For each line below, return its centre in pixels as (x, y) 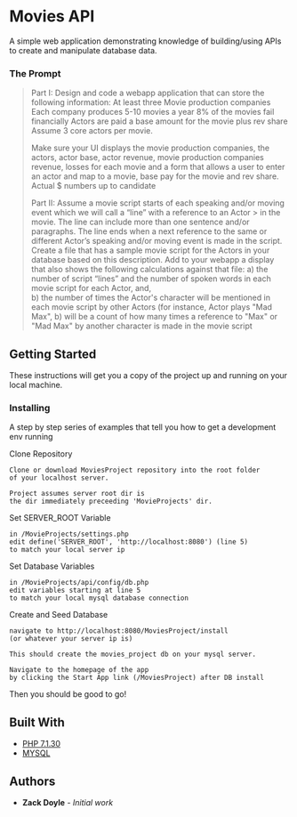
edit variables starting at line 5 (75, 591)
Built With (37, 722)
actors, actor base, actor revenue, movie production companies (148, 158)
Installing (30, 408)
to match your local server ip (67, 550)
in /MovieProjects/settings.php (69, 534)
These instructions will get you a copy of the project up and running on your (148, 376)
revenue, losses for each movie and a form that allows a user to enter (158, 167)
